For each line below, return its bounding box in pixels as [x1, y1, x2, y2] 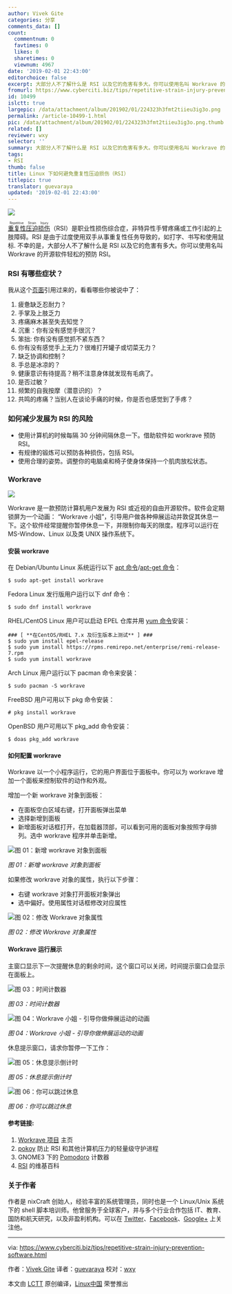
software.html [8, 1251, 48, 1259]
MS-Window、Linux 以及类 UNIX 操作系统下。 [8, 530, 138, 538]
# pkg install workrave [8, 709, 76, 716]
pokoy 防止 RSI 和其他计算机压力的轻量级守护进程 [17, 1144, 159, 1152]
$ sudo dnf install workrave [8, 604, 92, 611]
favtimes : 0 [14, 42, 49, 49]
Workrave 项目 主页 [17, 1136, 74, 1144]
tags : [8, 151, 23, 158]
